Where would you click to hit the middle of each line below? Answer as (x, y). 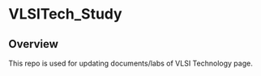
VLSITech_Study (66, 14)
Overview (34, 44)
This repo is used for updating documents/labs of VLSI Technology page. (130, 63)
